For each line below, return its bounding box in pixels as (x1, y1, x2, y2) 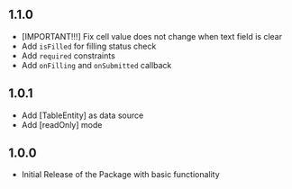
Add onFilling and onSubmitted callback (21, 59, 172, 70)
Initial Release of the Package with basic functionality (21, 169, 220, 180)
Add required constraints (21, 49, 116, 61)
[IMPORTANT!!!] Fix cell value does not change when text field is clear (21, 31, 283, 41)
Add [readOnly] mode (21, 119, 103, 130)
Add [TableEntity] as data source (21, 110, 144, 121)
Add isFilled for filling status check (21, 40, 157, 51)
